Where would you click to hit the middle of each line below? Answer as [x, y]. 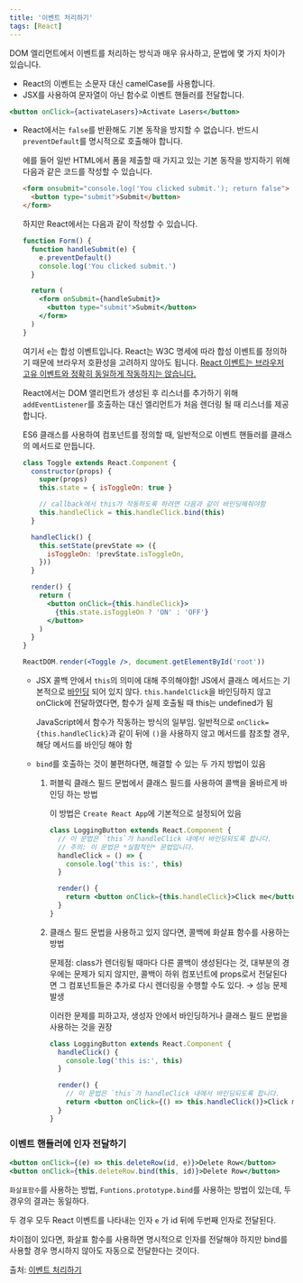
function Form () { [57, 241]
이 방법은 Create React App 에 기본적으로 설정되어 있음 [145, 813]
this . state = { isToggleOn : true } [106, 488]
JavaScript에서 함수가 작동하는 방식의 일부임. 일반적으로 [135, 722]
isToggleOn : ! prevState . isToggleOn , [115, 554]
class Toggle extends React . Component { [99, 463]
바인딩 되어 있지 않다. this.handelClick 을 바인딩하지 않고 [170, 692]
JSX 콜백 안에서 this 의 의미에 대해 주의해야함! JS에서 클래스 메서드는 [158, 680]
